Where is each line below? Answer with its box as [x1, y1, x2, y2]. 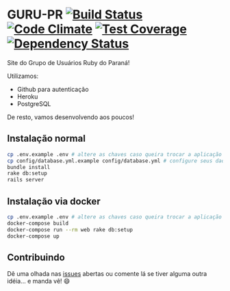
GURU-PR [7, 7, 64, 23]
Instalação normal [7, 133, 86, 144]
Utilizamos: [7, 72, 39, 80]
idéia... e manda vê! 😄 [7, 277, 71, 286]
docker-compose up [7, 233, 60, 240]
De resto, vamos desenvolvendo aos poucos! [7, 113, 135, 121]
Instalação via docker [7, 195, 101, 207]
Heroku [16, 92, 38, 101]
